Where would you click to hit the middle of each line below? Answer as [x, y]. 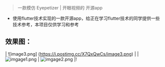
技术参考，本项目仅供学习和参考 [46, 25]
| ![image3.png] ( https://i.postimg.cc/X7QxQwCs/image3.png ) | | [72, 54]
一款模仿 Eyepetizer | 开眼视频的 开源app [60, 8]
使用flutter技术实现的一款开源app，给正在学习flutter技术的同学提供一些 [86, 18]
